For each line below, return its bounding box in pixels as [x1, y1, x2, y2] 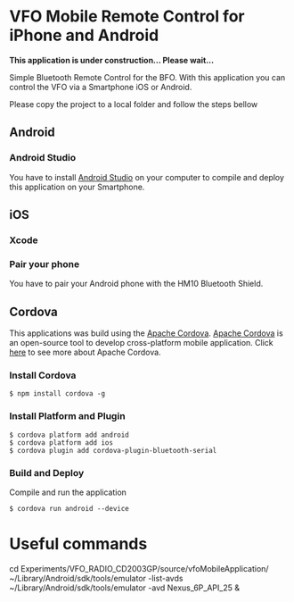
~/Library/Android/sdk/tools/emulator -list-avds [9, 573, 184, 583]
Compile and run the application [9, 487, 127, 497]
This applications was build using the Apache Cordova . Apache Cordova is [9, 328, 283, 339]
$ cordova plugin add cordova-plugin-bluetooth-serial [9, 446, 217, 455]
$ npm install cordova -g [9, 389, 105, 398]
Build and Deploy [9, 466, 85, 479]
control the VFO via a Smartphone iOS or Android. [9, 81, 192, 92]
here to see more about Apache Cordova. [9, 347, 162, 358]
